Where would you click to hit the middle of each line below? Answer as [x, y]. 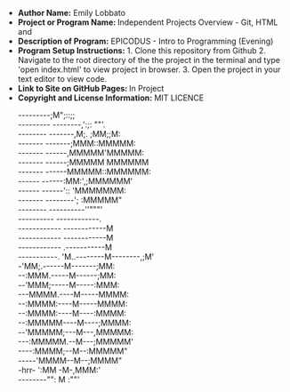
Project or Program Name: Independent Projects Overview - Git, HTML [148, 22]
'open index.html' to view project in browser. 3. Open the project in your [149, 69]
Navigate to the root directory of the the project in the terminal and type [149, 60]
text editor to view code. [62, 79]
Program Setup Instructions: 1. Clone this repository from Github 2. [142, 51]
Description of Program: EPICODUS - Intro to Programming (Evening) [145, 41]
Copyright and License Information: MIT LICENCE [111, 98]
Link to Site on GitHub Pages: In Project [91, 88]
